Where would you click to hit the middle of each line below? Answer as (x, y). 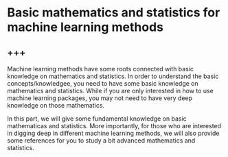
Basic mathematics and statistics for (114, 13)
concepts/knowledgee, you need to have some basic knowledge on (103, 83)
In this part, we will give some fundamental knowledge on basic (97, 119)
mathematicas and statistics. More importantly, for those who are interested (114, 126)
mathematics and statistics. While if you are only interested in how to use (111, 91)
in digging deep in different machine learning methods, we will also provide (113, 133)
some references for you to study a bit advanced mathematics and (101, 141)
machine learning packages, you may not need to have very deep (100, 98)
